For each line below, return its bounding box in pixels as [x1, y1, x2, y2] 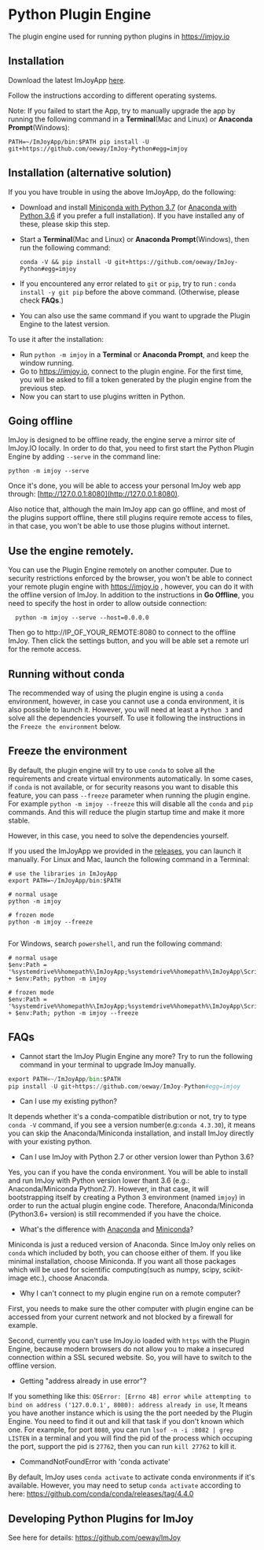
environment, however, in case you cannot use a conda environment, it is [8, 697, 245, 706]
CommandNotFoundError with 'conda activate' [19, 1457, 170, 1466]
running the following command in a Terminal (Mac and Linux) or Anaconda [8, 114, 253, 124]
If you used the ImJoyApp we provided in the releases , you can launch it [8, 846, 242, 856]
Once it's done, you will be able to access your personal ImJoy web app [8, 481, 241, 490]
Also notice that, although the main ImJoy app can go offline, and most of [8, 504, 246, 514]
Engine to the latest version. [19, 319, 110, 329]
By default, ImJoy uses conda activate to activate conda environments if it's [8, 1472, 255, 1482]
